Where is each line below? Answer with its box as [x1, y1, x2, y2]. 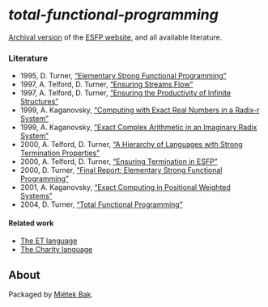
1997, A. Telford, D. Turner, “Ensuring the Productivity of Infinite [19, 88, 232, 98]
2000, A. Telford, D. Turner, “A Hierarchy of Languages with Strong [19, 140, 243, 149]
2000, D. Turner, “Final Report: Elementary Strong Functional [19, 166, 223, 175]
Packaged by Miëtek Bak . [8, 289, 93, 300]
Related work [8, 218, 54, 228]
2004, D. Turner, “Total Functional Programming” [19, 200, 184, 209]
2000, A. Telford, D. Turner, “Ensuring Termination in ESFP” [19, 157, 218, 166]
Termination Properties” [19, 148, 100, 158]
